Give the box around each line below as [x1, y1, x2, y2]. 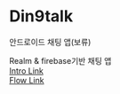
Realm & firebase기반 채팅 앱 [9, 55, 112, 66]
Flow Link [9, 74, 44, 85]
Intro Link [9, 65, 44, 76]
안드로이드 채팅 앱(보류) [9, 36, 92, 47]
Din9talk [9, 6, 74, 27]
